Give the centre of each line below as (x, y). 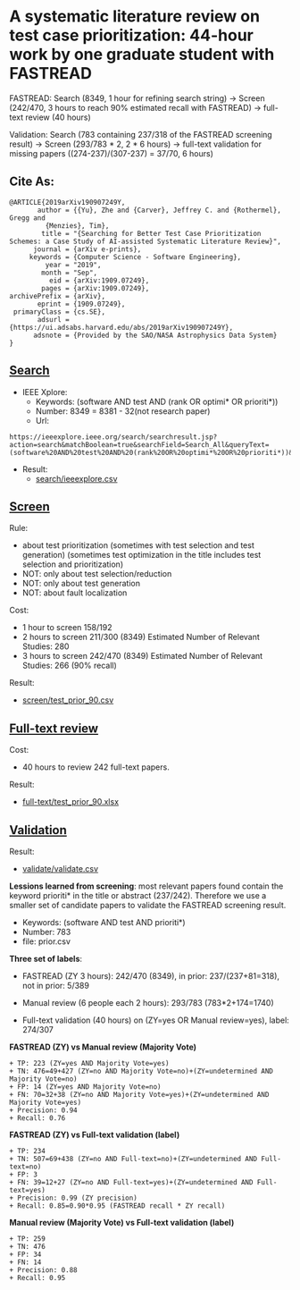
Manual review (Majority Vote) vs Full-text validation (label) (122, 1223)
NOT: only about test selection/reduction (97, 574)
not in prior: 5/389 (55, 986)
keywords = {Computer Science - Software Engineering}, (135, 257)
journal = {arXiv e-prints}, (87, 249)
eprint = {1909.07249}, (81, 304)
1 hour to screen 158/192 (67, 628)
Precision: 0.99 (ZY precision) (78, 1198)
